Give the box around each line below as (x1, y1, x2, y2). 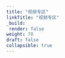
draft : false (6, 37, 39, 43)
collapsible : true (6, 43, 52, 49)
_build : (6, 20, 26, 26)
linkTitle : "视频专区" (6, 14, 60, 21)
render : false (8, 25, 45, 32)
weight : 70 (6, 31, 34, 37)
